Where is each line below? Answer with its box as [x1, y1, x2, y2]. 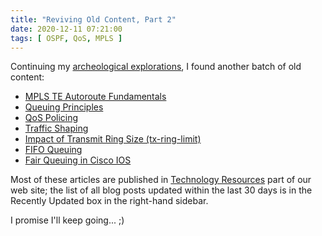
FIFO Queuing [24, 144, 83, 156]
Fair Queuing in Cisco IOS [24, 154, 132, 166]
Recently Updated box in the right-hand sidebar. [10, 195, 209, 207]
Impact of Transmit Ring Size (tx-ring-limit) [24, 133, 202, 145]
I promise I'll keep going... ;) [10, 214, 125, 226]
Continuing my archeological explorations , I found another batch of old [10, 61, 302, 73]
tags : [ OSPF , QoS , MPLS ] [10, 33, 123, 43]
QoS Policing [24, 112, 79, 124]
